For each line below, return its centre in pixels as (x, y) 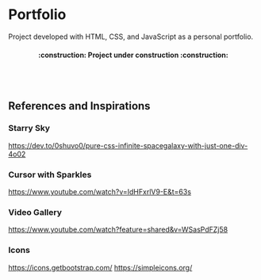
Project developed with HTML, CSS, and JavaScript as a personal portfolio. (131, 36)
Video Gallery (35, 213)
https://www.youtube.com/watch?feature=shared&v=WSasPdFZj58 (118, 230)
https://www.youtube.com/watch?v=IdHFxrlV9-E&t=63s (100, 192)
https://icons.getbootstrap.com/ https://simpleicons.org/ (100, 267)
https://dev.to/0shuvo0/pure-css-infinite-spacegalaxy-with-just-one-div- (128, 145)
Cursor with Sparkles (50, 175)
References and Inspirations (79, 106)
